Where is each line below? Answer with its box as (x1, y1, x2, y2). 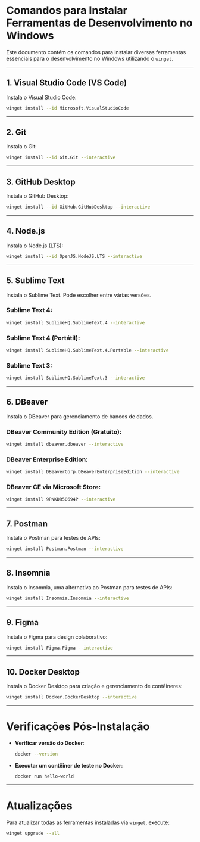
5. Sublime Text (6, 275, 65, 286)
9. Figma (6, 617, 39, 627)
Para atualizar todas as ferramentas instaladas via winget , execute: (6, 819, 170, 826)
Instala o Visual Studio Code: (6, 94, 77, 101)
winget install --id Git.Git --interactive (6, 154, 116, 161)
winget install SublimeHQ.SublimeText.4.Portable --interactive (6, 347, 169, 353)
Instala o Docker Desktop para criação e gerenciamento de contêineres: (6, 683, 183, 690)
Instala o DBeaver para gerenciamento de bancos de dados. (6, 412, 154, 420)
